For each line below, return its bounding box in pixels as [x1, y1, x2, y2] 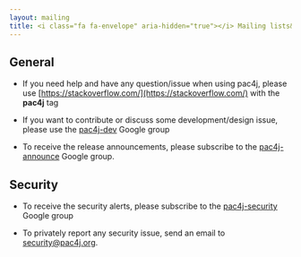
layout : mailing [9, 13, 70, 22]
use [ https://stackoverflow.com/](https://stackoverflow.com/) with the [21, 88, 280, 99]
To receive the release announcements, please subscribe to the [21, 141, 258, 152]
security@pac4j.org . [21, 237, 99, 248]
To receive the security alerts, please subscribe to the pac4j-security [21, 201, 278, 211]
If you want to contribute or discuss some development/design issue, [21, 115, 279, 125]
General [9, 55, 56, 70]
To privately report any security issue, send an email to [21, 227, 226, 238]
